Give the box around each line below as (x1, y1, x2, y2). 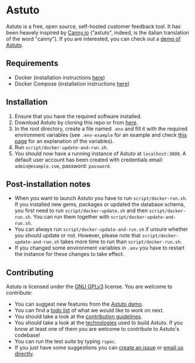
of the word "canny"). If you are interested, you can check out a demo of (6, 35, 181, 42)
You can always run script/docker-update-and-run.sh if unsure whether (14, 226, 189, 233)
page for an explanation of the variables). (14, 137, 114, 144)
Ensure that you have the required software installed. (14, 112, 142, 120)
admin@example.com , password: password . (14, 162, 112, 170)
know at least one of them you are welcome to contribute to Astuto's (14, 326, 180, 333)
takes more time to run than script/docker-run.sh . (60, 238, 182, 246)
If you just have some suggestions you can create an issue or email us (14, 344, 184, 351)
